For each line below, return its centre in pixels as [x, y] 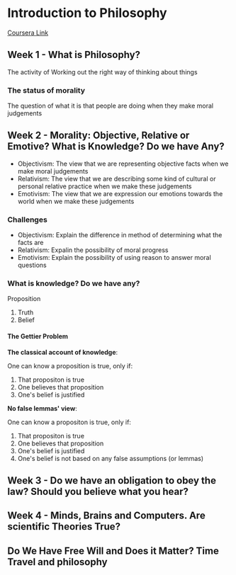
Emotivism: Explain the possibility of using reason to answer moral [114, 258]
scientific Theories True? [64, 526]
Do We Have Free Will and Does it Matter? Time [113, 551]
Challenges [27, 220]
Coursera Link [28, 33]
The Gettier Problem [38, 336]
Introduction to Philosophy [88, 13]
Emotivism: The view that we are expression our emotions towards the [120, 193]
